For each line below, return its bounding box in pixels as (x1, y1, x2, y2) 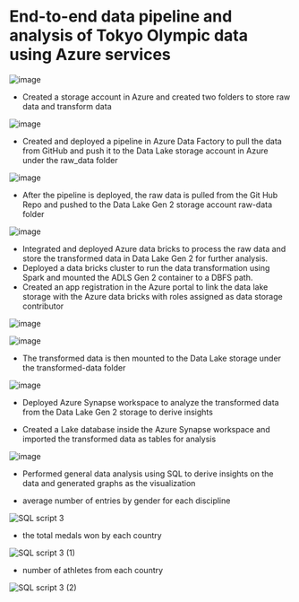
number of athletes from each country (21, 564, 164, 575)
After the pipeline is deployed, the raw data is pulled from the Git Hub (21, 189, 278, 200)
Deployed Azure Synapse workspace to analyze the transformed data (21, 397, 279, 407)
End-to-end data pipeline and (9, 6, 233, 27)
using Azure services (9, 45, 172, 65)
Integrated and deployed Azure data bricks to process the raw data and (21, 243, 286, 254)
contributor (21, 301, 64, 311)
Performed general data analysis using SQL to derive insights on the (21, 468, 274, 479)
